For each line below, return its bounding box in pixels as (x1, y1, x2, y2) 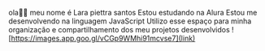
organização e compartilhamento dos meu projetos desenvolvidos (8, 25, 230, 34)
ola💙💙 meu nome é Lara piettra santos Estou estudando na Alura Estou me (8, 8, 258, 17)
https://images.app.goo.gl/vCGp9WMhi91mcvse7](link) (11, 33, 196, 43)
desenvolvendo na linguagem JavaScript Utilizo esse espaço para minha (8, 16, 252, 26)
